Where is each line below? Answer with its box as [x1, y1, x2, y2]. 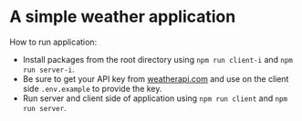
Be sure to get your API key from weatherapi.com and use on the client [22, 73, 289, 84]
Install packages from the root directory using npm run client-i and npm [22, 54, 294, 65]
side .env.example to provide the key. [22, 83, 162, 94]
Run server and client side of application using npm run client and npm [22, 93, 288, 104]
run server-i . [22, 64, 75, 75]
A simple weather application [9, 6, 236, 27]
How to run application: [9, 36, 98, 47]
